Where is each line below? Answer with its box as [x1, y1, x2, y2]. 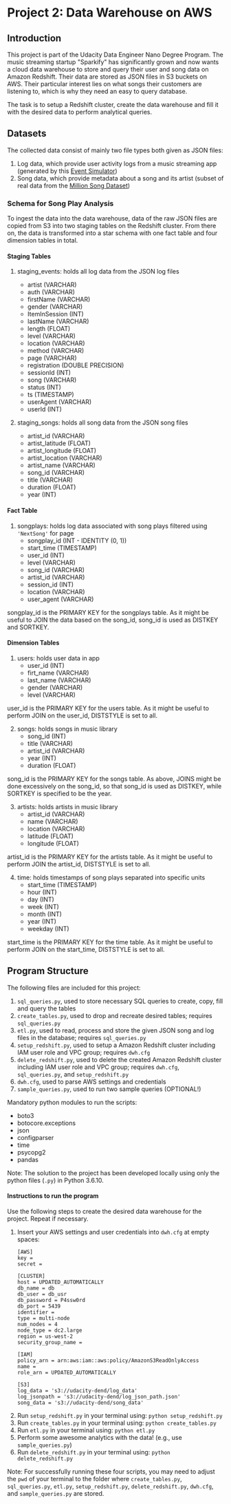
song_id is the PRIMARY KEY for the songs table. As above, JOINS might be [7, 774, 221, 783]
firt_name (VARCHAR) [27, 669, 89, 677]
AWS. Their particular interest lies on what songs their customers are [7, 80, 202, 88]
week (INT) [27, 902, 60, 911]
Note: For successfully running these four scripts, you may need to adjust [7, 1467, 215, 1476]
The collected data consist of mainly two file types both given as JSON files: [7, 146, 223, 154]
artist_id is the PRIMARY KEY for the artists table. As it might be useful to [7, 853, 213, 861]
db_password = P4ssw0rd [16, 1297, 86, 1303]
